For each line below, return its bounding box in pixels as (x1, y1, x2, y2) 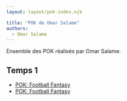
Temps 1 (6, 65, 38, 76)
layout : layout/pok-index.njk (6, 8, 83, 15)
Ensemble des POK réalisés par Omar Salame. (6, 48, 121, 55)
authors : (6, 25, 28, 31)
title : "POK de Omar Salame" (6, 19, 80, 26)
